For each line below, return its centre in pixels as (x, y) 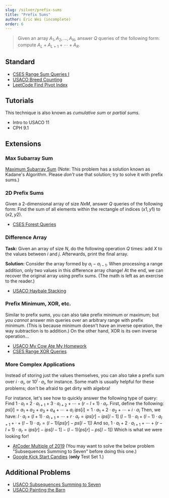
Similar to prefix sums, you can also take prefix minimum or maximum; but (82, 315)
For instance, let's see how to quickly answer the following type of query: (81, 398)
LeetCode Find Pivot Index (40, 85)
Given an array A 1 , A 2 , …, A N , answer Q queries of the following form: (89, 39)
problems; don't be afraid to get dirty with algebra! (58, 388)
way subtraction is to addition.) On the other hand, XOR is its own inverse (81, 330)
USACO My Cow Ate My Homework (49, 346)
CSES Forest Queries (34, 225)
